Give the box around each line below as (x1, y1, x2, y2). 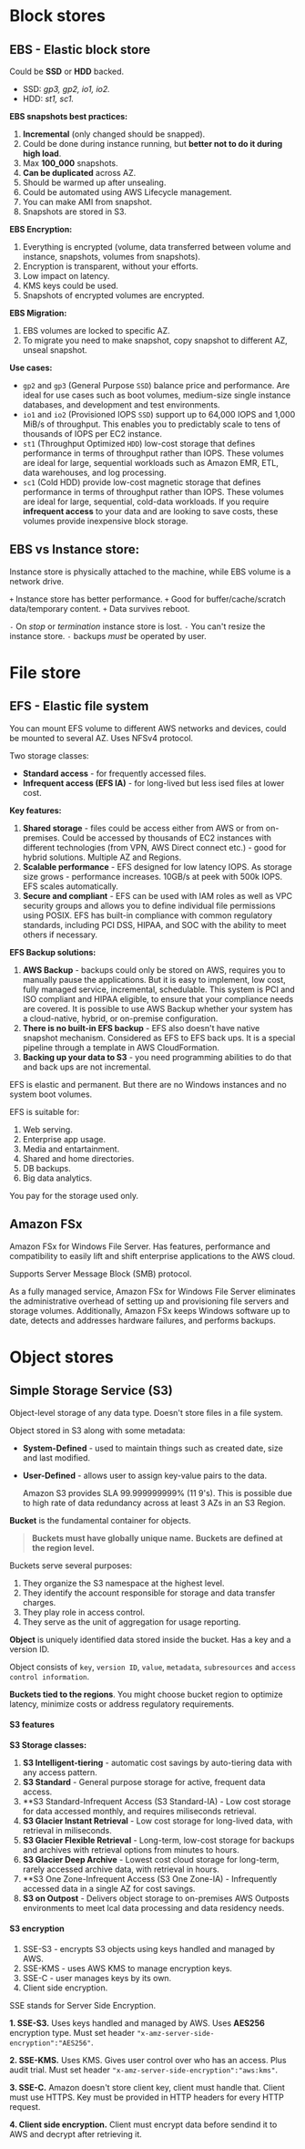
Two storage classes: (9, 749, 89, 761)
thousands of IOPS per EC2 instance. (22, 429, 162, 439)
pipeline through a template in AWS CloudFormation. (22, 1041, 220, 1053)
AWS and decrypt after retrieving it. (9, 2129, 143, 2140)
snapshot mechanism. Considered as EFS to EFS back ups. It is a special (22, 1032, 296, 1043)
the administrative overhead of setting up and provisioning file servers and (9, 1296, 290, 1307)
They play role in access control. (22, 1607, 146, 1617)
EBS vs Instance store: (9, 542, 140, 557)
